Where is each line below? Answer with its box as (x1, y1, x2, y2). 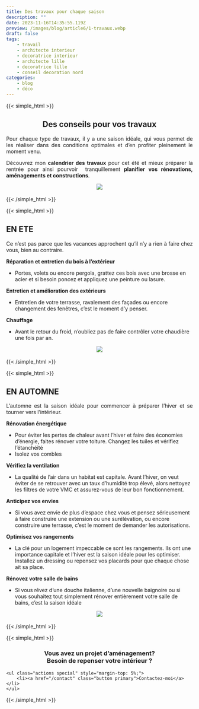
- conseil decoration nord (17, 69, 84, 75)
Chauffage (6, 316, 33, 323)
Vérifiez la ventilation (6, 462, 60, 469)
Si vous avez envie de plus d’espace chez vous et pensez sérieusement (14, 509, 190, 516)
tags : (6, 36, 20, 42)
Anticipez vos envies (6, 498, 59, 505)
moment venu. (6, 148, 41, 155)
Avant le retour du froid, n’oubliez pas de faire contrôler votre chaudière (14, 328, 190, 335)
